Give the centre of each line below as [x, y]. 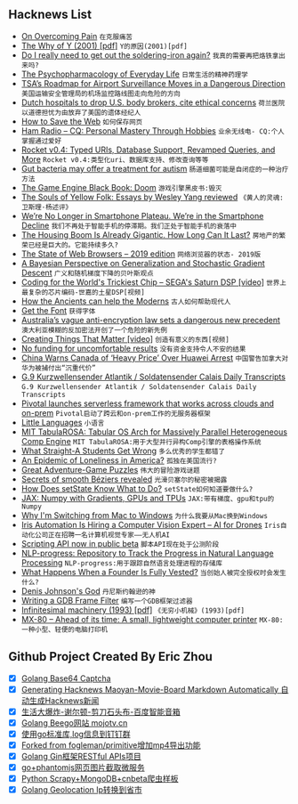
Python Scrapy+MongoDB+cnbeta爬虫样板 [100, 779]
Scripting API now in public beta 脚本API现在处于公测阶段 [120, 543]
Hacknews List [50, 15]
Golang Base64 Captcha [66, 678]
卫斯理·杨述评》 [47, 207]
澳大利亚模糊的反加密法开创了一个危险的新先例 [94, 330]
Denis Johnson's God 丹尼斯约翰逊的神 [89, 590]
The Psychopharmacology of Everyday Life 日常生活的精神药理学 [134, 74]
